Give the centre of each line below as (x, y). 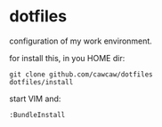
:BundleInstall (37, 115)
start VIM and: (35, 99)
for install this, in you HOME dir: (67, 58)
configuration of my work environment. (81, 41)
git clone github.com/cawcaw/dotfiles (81, 74)
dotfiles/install (41, 82)
